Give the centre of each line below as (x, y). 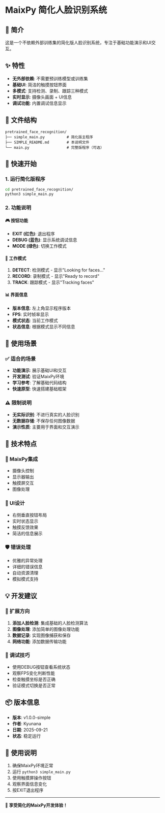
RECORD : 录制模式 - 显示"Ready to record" (56, 276)
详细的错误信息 (27, 566)
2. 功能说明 (18, 207)
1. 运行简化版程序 (25, 179)
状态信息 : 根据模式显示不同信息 (43, 326)
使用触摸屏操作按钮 (32, 778)
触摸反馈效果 (25, 527)
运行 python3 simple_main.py (41, 772)
